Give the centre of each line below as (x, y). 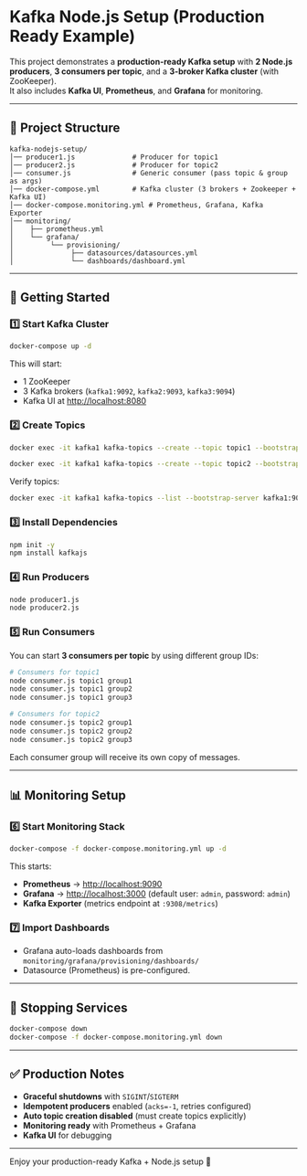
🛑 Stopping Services (69, 1007)
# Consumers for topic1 (55, 672)
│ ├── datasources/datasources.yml (104, 253)
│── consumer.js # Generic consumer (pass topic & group (148, 173)
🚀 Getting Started (60, 297)
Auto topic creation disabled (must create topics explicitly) (134, 1116)
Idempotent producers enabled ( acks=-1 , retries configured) (137, 1106)
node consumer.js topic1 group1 (71, 681)
